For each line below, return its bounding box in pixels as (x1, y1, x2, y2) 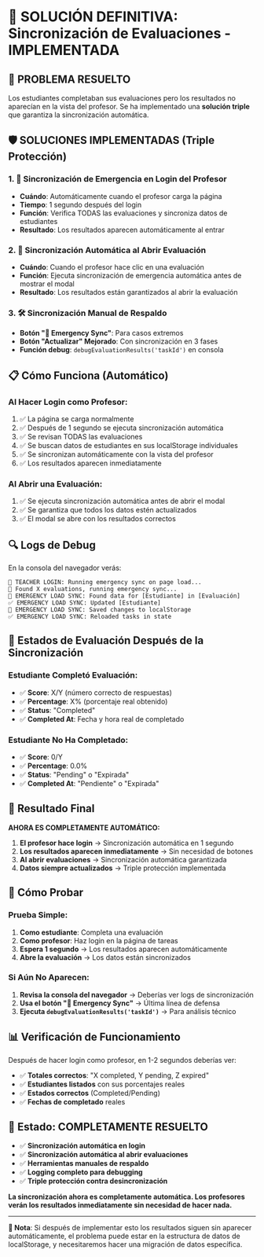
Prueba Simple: (8, 910, 68, 921)
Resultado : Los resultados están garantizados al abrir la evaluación (19, 287, 238, 296)
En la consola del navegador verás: (8, 563, 122, 573)
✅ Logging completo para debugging (19, 1167, 143, 1177)
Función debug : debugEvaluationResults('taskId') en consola (19, 345, 224, 355)
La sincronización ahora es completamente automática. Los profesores (8, 1192, 245, 1202)
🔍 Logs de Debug (8, 538, 96, 552)
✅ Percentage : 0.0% (19, 761, 88, 770)
